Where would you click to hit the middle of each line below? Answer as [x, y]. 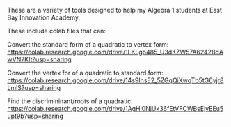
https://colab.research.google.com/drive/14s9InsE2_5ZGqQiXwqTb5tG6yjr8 [115, 80]
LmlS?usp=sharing [34, 88]
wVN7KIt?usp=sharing [39, 59]
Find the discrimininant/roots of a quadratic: [70, 101]
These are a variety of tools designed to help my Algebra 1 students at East [115, 10]
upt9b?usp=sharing [35, 116]
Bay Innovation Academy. [44, 17]
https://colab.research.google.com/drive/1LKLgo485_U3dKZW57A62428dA [115, 52]
